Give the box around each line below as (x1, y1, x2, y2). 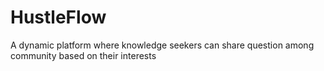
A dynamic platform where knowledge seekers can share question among (10, 39, 315, 51)
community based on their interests (10, 49, 157, 61)
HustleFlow (10, 6, 107, 29)
